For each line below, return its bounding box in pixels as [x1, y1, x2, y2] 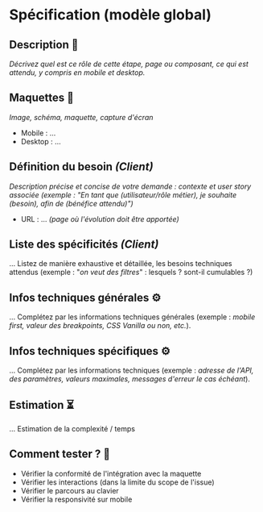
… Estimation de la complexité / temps [9, 423, 136, 433]
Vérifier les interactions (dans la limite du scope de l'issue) [20, 477, 216, 487]
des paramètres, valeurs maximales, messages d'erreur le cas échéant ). [9, 374, 250, 384]
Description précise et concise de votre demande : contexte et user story [9, 181, 252, 191]
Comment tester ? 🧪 [9, 447, 111, 461]
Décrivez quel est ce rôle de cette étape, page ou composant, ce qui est [9, 59, 249, 69]
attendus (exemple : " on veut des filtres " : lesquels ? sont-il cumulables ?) [9, 268, 253, 277]
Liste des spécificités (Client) [9, 238, 159, 252]
